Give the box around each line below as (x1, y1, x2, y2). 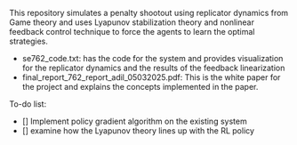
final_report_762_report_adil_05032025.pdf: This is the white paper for (21, 72, 281, 83)
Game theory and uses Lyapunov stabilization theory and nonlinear (9, 17, 255, 28)
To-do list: (9, 99, 47, 109)
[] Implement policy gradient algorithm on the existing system (21, 116, 247, 126)
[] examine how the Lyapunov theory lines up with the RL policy (21, 125, 255, 136)
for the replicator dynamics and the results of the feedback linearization (21, 62, 285, 73)
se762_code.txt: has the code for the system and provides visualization (21, 53, 284, 63)
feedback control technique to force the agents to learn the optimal (9, 27, 255, 36)
